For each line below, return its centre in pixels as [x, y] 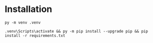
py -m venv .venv [23, 22]
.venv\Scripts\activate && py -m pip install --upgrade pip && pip [76, 31]
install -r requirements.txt [35, 35]
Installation [28, 9]
